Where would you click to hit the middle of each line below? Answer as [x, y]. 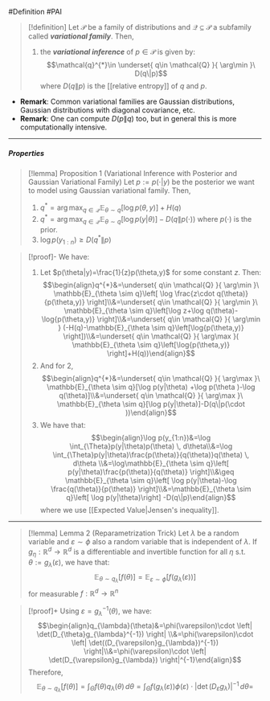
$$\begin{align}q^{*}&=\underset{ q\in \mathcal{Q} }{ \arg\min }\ [151, 285]
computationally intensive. [63, 127]
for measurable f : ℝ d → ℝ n [73, 592]
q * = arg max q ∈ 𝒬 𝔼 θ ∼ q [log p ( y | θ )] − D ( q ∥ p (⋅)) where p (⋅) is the [146, 219]
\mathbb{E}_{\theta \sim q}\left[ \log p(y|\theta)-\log [151, 481]
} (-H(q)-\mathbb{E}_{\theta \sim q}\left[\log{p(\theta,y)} [151, 328]
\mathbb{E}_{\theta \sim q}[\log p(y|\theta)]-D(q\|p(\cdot [151, 404]
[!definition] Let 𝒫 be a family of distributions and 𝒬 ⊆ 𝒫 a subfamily [139, 27]
